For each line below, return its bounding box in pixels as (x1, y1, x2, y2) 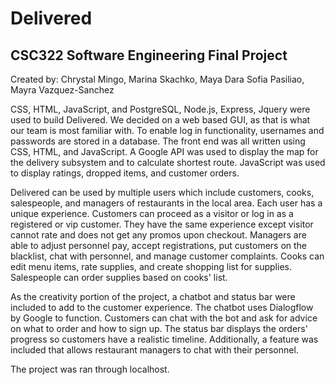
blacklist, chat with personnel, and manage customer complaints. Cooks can (10, 250, 325, 262)
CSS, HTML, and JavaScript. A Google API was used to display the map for (10, 146, 319, 157)
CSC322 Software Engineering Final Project (10, 47, 288, 64)
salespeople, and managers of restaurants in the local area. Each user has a (10, 197, 323, 209)
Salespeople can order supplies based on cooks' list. (10, 272, 228, 283)
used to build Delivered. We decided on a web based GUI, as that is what (10, 114, 311, 126)
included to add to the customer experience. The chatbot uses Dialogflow (10, 302, 314, 313)
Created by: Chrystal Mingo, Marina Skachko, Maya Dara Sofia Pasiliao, (10, 73, 305, 85)
